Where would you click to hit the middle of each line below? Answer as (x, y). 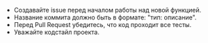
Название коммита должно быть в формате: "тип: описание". (105, 17)
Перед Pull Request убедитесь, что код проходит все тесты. (103, 25)
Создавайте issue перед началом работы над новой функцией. (107, 10)
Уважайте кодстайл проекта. (56, 32)
